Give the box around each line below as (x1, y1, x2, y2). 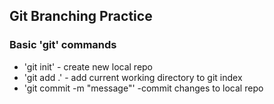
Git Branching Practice (9, 8, 153, 25)
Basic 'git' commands (9, 38, 117, 52)
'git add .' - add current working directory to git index (23, 71, 243, 83)
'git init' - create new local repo (23, 60, 154, 73)
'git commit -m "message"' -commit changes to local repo (23, 82, 264, 94)
